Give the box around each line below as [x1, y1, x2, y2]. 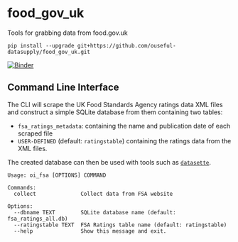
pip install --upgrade [7, 42, 75, 49]
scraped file [17, 129, 53, 138]
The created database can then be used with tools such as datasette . [7, 158, 212, 166]
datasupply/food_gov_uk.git [7, 48, 91, 55]
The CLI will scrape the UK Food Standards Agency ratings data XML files [7, 100, 223, 109]
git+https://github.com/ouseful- [77, 42, 176, 49]
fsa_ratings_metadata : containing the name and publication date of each [17, 121, 231, 130]
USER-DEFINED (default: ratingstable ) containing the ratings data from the [17, 136, 232, 145]
